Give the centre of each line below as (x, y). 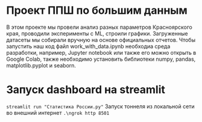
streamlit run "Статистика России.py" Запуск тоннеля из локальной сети (100, 106)
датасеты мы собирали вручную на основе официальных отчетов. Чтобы (101, 40)
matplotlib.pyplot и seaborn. (41, 65)
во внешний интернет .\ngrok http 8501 (58, 112)
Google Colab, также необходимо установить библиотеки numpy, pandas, (101, 59)
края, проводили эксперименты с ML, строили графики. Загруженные (97, 33)
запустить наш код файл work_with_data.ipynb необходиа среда (88, 46)
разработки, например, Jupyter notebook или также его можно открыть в (101, 52)
